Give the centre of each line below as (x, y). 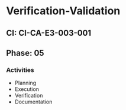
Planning (25, 83)
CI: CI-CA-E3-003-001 (49, 33)
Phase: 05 (25, 53)
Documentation (33, 102)
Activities (20, 70)
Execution (27, 89)
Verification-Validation (63, 11)
